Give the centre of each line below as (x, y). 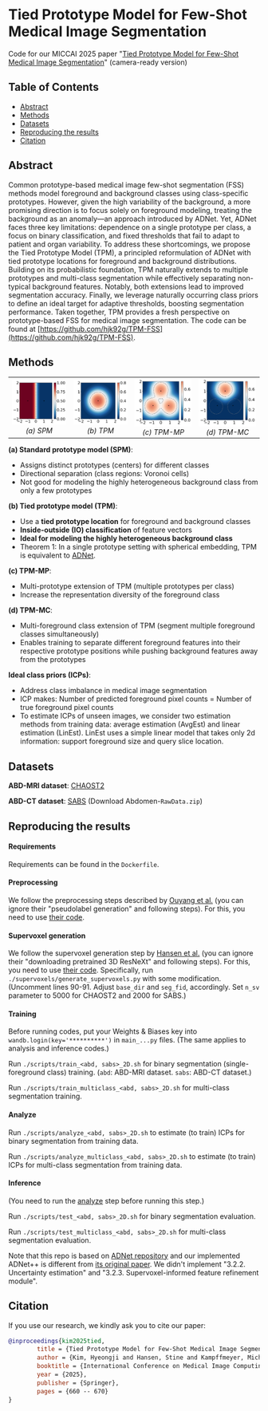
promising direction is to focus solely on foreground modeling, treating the (130, 210)
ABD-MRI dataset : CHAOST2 (57, 786)
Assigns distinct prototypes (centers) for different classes (114, 465)
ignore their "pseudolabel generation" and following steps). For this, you (127, 908)
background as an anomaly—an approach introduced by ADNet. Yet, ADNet (132, 219)
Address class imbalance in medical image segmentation (113, 691)
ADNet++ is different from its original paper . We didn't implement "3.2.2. (127, 1264)
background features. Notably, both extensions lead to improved (138, 286)
